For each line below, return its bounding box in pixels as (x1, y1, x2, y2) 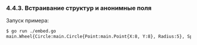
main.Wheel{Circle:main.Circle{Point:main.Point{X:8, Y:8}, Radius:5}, (6, 33, 185, 40)
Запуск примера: (6, 17, 49, 24)
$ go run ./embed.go (6, 28, 57, 34)
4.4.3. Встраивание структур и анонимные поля (6, 4, 152, 12)
